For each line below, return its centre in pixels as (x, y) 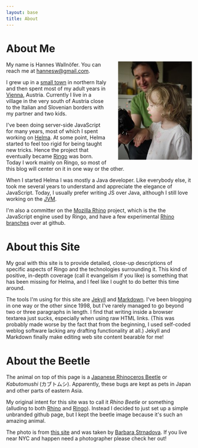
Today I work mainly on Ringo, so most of (56, 162)
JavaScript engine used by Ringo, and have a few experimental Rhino (90, 217)
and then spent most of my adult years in (56, 89)
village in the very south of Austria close (55, 101)
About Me (31, 49)
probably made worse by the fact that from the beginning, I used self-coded (98, 324)
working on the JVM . (32, 199)
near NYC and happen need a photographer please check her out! (86, 439)
